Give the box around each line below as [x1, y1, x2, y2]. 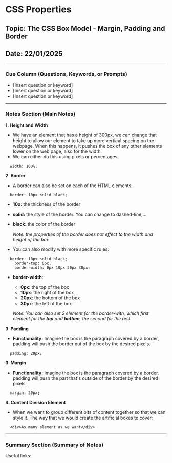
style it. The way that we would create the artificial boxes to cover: [12, 414, 153, 421]
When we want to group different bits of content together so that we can [12, 409, 166, 415]
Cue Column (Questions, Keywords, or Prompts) [5, 71, 127, 78]
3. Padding [5, 326, 29, 332]
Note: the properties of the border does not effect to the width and [12, 231, 154, 237]
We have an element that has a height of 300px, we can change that [12, 132, 157, 138]
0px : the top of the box [20, 284, 69, 290]
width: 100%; [10, 164, 38, 169]
